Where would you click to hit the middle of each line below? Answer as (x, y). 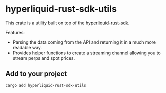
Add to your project (36, 74)
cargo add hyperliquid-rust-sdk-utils (46, 85)
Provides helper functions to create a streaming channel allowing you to (87, 53)
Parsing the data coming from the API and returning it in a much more (84, 42)
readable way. (27, 47)
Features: (15, 32)
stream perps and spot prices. (44, 58)
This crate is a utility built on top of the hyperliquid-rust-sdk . (67, 23)
